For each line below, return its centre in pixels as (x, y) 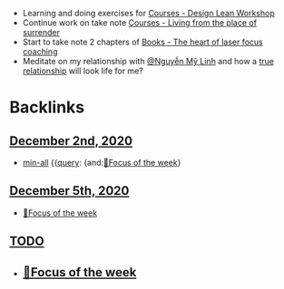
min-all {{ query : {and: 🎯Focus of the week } (102, 163)
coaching (40, 52)
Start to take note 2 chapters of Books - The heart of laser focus (142, 42)
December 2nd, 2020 (71, 141)
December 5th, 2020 (69, 191)
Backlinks (47, 107)
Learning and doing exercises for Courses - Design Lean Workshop (148, 13)
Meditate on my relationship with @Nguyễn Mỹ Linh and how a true (148, 61)
